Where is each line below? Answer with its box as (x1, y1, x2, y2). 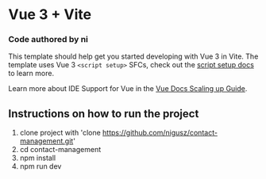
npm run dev (19, 162, 62, 171)
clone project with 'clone (19, 128, 101, 138)
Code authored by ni (8, 34, 89, 45)
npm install (19, 153, 56, 163)
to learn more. (8, 69, 54, 78)
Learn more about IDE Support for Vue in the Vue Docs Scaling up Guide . (8, 84, 248, 93)
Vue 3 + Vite (8, 6, 92, 24)
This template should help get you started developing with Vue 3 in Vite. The (8, 51, 259, 61)
